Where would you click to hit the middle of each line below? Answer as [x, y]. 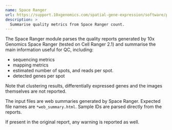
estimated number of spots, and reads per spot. [63, 71]
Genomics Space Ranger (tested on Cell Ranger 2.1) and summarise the [81, 45]
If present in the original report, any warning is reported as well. [72, 122]
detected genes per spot [39, 76]
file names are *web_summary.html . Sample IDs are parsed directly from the [84, 107]
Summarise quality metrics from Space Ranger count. [67, 24]
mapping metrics [30, 65]
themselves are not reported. [36, 91]
